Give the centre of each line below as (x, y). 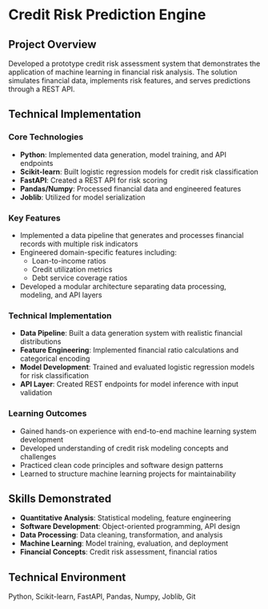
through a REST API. (42, 89)
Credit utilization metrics (72, 269)
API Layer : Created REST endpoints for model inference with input (129, 384)
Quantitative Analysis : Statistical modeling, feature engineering (126, 518)
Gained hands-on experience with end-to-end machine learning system (138, 431)
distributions (40, 341)
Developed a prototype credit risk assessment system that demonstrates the (134, 63)
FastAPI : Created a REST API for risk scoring (94, 180)
